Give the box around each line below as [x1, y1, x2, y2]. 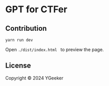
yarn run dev [5, 37, 33, 42]
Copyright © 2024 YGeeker [5, 75, 63, 81]
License [5, 61, 31, 70]
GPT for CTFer [5, 4, 68, 15]
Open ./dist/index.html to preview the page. [5, 47, 104, 52]
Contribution [5, 24, 47, 33]
